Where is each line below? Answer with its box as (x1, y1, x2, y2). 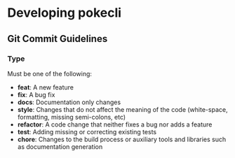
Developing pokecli (7, 5, 121, 21)
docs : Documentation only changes (17, 98, 121, 106)
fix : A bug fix (17, 90, 55, 99)
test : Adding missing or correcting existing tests (17, 127, 157, 136)
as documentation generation (17, 142, 103, 151)
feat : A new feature (17, 82, 74, 92)
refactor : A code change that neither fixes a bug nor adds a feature (17, 120, 213, 129)
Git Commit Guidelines (7, 33, 108, 45)
